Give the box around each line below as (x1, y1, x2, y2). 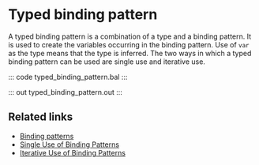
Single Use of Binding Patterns (19, 140, 120, 149)
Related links (8, 111, 73, 124)
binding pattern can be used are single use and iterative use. (8, 57, 205, 66)
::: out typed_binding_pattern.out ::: (8, 87, 122, 96)
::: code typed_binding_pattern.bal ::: (8, 72, 128, 81)
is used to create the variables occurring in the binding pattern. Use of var (8, 39, 250, 49)
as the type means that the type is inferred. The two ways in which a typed (8, 48, 252, 58)
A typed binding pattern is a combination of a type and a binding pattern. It (8, 32, 252, 41)
